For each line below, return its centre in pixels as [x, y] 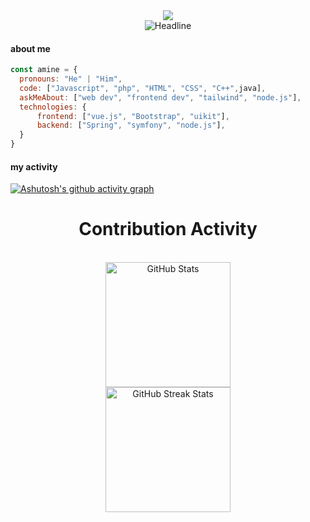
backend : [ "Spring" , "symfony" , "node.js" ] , [131, 125]
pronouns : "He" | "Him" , [71, 79]
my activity [34, 166]
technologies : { [53, 107]
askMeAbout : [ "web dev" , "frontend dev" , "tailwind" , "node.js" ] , [160, 97]
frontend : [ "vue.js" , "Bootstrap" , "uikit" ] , [133, 116]
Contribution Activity [168, 229]
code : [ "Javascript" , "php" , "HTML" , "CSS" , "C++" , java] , [143, 88]
